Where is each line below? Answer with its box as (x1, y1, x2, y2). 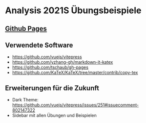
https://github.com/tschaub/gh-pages (12, 64, 89, 71)
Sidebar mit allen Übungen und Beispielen (12, 113, 97, 119)
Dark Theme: (12, 97, 39, 103)
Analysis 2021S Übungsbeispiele (5, 5, 142, 16)
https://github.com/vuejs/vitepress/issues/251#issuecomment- (12, 102, 139, 108)
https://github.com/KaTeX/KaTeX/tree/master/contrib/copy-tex (12, 70, 138, 75)
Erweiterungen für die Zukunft (5, 84, 99, 92)
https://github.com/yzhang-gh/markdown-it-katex (12, 59, 113, 65)
